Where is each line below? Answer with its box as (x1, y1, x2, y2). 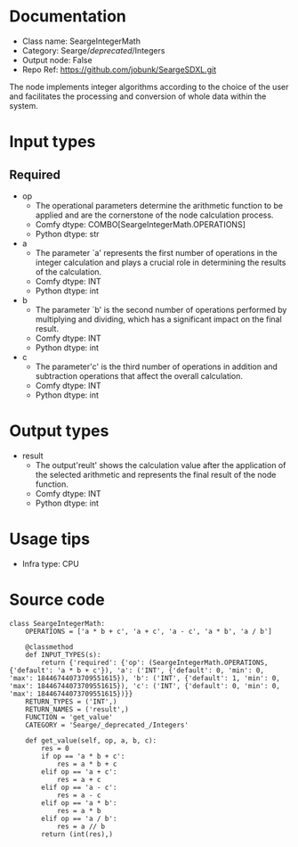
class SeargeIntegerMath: (9, 619, 105, 628)
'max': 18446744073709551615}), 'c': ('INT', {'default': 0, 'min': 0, (9, 681, 280, 690)
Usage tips (9, 529, 91, 549)
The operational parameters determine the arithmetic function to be (35, 200, 283, 210)
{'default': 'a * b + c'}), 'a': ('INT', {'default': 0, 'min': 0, (9, 666, 265, 675)
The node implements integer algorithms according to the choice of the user (9, 81, 289, 92)
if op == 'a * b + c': (41, 752, 125, 761)
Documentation (9, 6, 127, 27)
